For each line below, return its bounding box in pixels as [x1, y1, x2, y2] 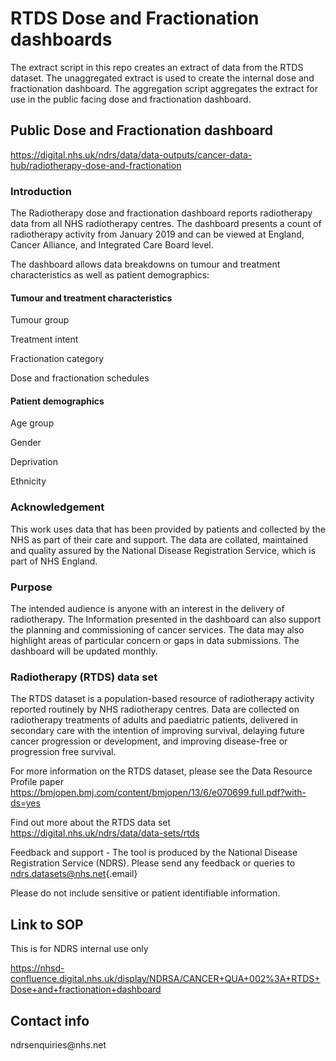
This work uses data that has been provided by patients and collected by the [10, 523, 326, 535]
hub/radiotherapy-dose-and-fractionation [10, 159, 182, 171]
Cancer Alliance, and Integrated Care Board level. [10, 239, 214, 251]
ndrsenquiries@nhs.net [10, 1038, 107, 1051]
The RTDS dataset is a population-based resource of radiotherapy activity [10, 693, 315, 705]
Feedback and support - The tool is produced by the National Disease [10, 847, 298, 859]
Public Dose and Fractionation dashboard [10, 122, 274, 139]
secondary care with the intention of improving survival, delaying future [10, 725, 305, 737]
